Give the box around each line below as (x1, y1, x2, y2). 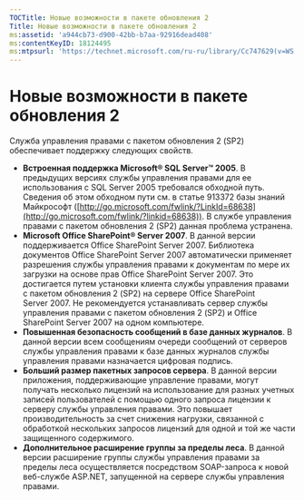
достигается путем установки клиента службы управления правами (22, 279, 289, 289)
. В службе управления (201, 211, 292, 222)
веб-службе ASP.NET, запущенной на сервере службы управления (22, 471, 285, 482)
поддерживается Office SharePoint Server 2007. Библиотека (22, 240, 255, 250)
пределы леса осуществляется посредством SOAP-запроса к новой (22, 462, 289, 473)
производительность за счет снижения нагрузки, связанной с (22, 414, 265, 425)
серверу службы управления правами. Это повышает (22, 404, 233, 415)
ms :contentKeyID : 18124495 (9, 38, 112, 48)
